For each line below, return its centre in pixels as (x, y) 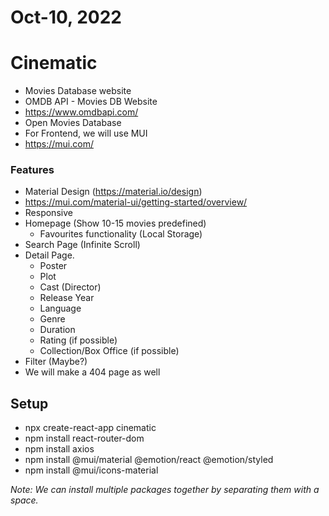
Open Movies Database (73, 123)
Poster (53, 266)
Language (60, 308)
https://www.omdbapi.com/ (81, 112)
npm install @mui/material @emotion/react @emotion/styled (149, 460)
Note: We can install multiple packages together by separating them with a (165, 490)
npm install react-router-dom (84, 438)
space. (24, 500)
